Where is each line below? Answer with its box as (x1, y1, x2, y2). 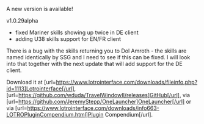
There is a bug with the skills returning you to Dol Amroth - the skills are (6, 47, 187, 54)
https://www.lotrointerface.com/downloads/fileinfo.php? (56, 79, 198, 86)
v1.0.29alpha (6, 17, 38, 24)
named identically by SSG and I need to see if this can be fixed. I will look (6, 54, 191, 60)
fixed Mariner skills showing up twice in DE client (15, 29, 139, 36)
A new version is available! (6, 5, 73, 12)
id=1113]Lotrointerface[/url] (6, 85, 75, 92)
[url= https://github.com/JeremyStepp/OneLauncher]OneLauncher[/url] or (6, 98, 192, 105)
